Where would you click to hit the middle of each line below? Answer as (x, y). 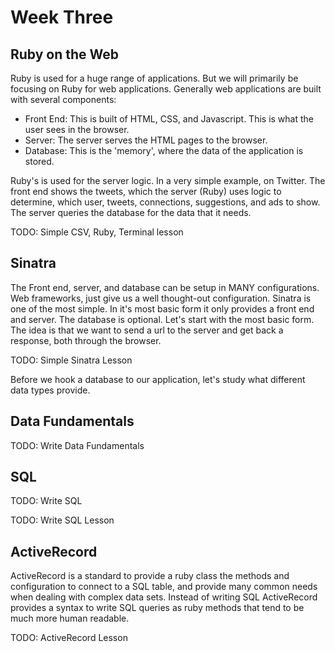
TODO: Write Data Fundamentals (77, 445)
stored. (39, 161)
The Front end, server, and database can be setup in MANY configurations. (165, 287)
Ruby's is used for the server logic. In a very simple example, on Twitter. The (168, 180)
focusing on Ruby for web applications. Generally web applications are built (166, 89)
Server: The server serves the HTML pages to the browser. (146, 140)
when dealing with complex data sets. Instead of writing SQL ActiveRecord (164, 597)
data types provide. (50, 390)
